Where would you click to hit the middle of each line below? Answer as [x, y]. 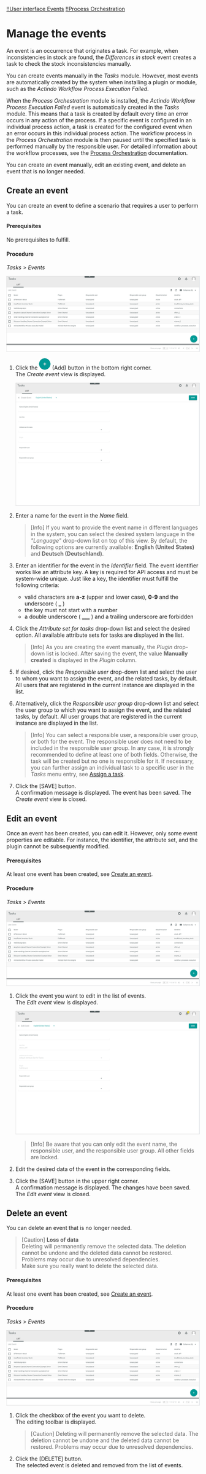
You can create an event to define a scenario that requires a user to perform [102, 205]
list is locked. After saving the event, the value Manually [117, 653]
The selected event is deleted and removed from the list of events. [99, 1465]
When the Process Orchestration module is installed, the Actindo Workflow [101, 100]
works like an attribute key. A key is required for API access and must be [106, 572]
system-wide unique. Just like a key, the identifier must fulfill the [97, 579]
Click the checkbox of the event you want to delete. [80, 1416]
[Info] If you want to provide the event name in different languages [114, 527]
